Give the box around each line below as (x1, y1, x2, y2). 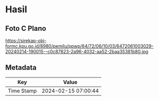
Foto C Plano (5, 24, 46, 33)
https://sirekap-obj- (5, 37, 47, 44)
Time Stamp (8, 87, 37, 94)
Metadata (5, 63, 37, 72)
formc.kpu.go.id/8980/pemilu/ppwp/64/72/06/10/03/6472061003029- (5, 43, 154, 49)
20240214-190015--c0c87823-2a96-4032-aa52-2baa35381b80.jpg (5, 49, 149, 54)
